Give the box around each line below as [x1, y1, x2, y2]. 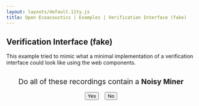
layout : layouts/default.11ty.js [6, 8, 90, 15]
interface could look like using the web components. [6, 59, 136, 66]
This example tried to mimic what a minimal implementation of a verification [6, 52, 194, 60]
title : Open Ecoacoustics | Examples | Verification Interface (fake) [6, 14, 187, 20]
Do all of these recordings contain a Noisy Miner [18, 76, 184, 87]
